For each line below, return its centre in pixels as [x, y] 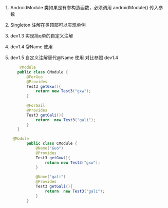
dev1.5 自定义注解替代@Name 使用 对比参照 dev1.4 [64, 58]
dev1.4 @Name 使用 [31, 47]
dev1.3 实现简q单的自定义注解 [42, 36]
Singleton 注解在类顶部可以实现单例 [48, 25]
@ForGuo [35, 77]
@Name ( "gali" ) [51, 177]
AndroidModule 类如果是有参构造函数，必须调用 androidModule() [79, 7]
